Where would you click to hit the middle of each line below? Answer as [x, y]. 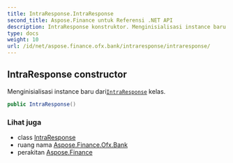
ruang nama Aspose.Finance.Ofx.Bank [72, 145]
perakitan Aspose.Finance [55, 152]
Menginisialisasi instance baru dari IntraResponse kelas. [87, 91]
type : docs [23, 33]
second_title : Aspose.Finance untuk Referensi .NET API [90, 20]
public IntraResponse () [42, 104]
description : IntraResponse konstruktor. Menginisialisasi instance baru [117, 27]
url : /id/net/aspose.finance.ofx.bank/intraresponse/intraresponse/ [109, 46]
